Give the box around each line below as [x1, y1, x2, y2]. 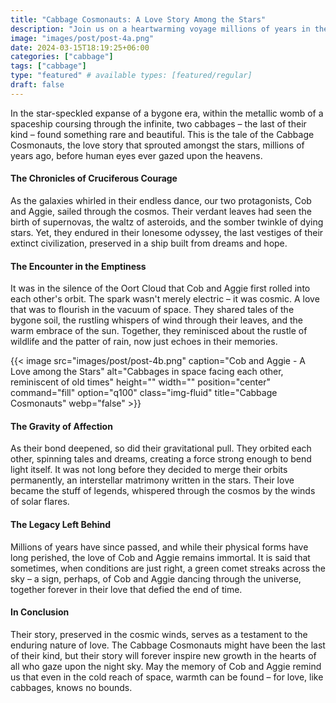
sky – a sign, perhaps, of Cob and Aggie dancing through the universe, [10, 572, 302, 585]
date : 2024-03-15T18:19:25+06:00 [10, 42, 150, 53]
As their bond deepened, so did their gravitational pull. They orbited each [10, 442, 312, 455]
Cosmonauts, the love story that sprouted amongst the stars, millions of [10, 139, 305, 151]
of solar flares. [10, 496, 70, 508]
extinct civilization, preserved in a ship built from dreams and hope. [10, 237, 288, 249]
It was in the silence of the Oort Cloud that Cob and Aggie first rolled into [10, 282, 311, 295]
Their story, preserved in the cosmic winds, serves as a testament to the [10, 628, 308, 640]
